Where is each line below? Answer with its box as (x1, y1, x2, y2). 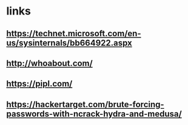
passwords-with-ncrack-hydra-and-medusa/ (6, 109, 182, 119)
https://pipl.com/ (6, 79, 73, 89)
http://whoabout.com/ (6, 58, 93, 68)
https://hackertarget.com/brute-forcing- (6, 99, 165, 109)
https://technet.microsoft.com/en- (6, 28, 141, 39)
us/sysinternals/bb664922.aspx (6, 37, 132, 48)
